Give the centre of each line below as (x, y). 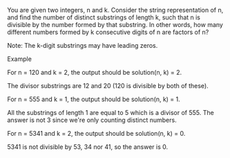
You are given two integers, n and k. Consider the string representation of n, (115, 10)
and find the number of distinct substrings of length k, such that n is (104, 17)
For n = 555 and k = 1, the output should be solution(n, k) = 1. (94, 99)
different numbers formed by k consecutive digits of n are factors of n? (108, 32)
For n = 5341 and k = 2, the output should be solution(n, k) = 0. (96, 133)
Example (20, 59)
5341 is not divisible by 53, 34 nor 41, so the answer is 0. (87, 147)
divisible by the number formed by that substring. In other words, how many (115, 25)
